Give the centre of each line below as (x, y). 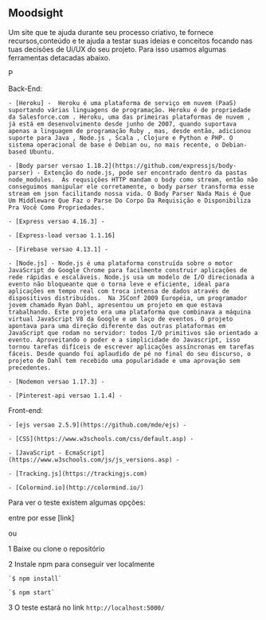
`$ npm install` (35, 579)
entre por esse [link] (41, 517)
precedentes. (30, 368)
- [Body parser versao (46, 166)
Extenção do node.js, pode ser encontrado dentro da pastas (145, 173)
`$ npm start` (32, 592)
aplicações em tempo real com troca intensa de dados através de (119, 291)
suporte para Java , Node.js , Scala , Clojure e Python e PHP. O (121, 138)
